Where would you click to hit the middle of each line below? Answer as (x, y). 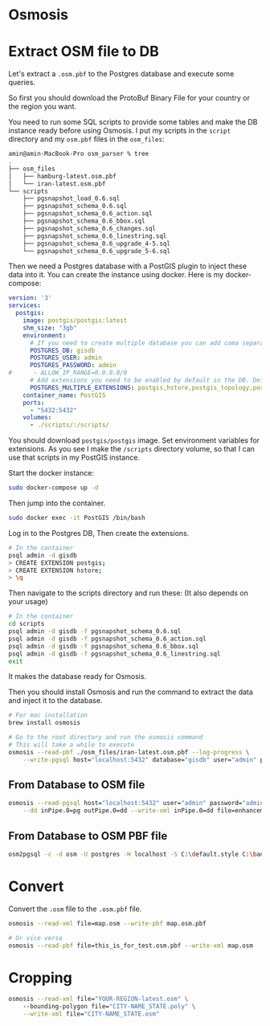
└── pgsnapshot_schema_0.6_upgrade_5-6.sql (97, 251)
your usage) (28, 602)
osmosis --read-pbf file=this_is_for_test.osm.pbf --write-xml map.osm (131, 946)
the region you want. (43, 107)
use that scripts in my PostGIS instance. (74, 458)
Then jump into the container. (57, 503)
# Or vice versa (35, 938)
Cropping (40, 977)
